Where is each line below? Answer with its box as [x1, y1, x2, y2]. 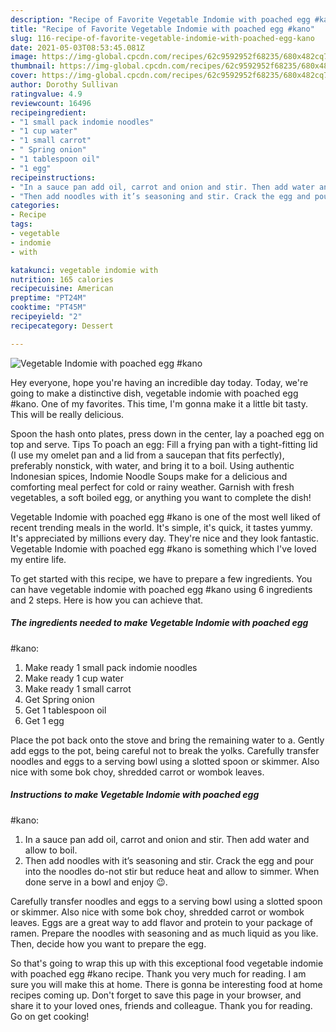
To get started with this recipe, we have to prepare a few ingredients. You [10, 572, 313, 585]
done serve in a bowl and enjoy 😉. [24, 876, 168, 888]
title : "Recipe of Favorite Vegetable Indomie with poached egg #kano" [10, 24, 315, 34]
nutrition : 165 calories [10, 274, 114, 285]
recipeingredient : [10, 107, 87, 118]
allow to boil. [24, 844, 78, 856]
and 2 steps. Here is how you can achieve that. [10, 594, 204, 606]
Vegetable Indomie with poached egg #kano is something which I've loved [10, 542, 317, 555]
